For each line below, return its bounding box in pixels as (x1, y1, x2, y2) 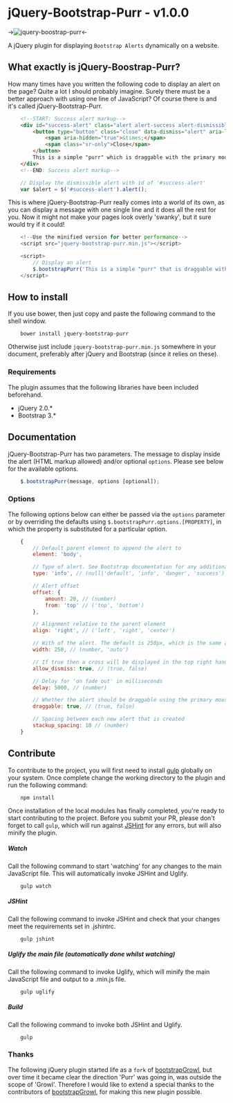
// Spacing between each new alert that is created (32, 715, 185, 722)
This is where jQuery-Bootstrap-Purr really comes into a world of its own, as (8, 198, 225, 207)
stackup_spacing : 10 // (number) (32, 722, 129, 729)
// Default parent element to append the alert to (32, 544, 182, 552)
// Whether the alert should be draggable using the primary (32, 697, 213, 704)
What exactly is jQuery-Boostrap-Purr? (8, 61, 180, 73)
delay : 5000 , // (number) (32, 684, 108, 691)
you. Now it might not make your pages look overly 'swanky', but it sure (8, 213, 212, 221)
